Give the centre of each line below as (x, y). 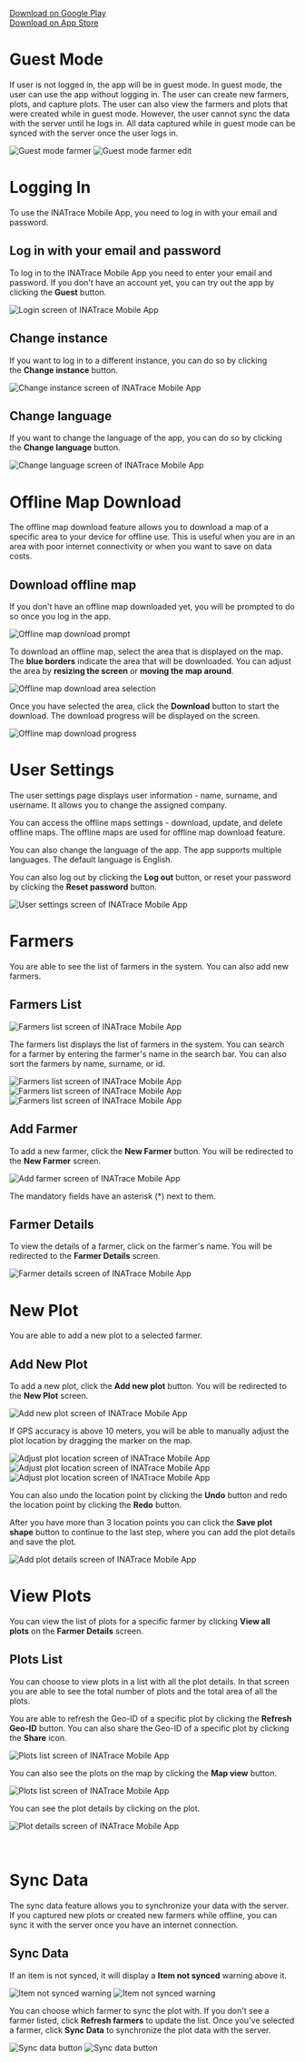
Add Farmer (44, 1129)
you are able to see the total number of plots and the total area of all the (143, 1691)
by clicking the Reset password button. (83, 887)
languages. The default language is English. (91, 860)
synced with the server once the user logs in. (94, 133)
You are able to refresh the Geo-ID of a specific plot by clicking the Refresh (151, 1718)
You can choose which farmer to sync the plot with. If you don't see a (139, 2010)
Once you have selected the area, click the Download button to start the (144, 706)
